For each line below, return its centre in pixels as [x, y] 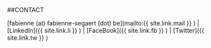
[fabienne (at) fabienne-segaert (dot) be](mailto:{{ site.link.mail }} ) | [103, 23]
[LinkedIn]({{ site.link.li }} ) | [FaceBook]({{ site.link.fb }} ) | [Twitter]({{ [106, 31]
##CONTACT [26, 10]
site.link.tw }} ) [28, 38]
